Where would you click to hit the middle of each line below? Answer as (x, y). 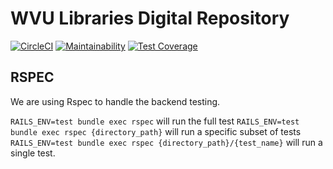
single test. (33, 153)
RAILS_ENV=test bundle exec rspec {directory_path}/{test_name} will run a (166, 142)
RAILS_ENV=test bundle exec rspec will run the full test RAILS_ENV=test (155, 121)
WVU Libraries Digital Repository (150, 18)
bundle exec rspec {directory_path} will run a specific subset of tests (156, 131)
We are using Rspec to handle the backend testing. (115, 101)
